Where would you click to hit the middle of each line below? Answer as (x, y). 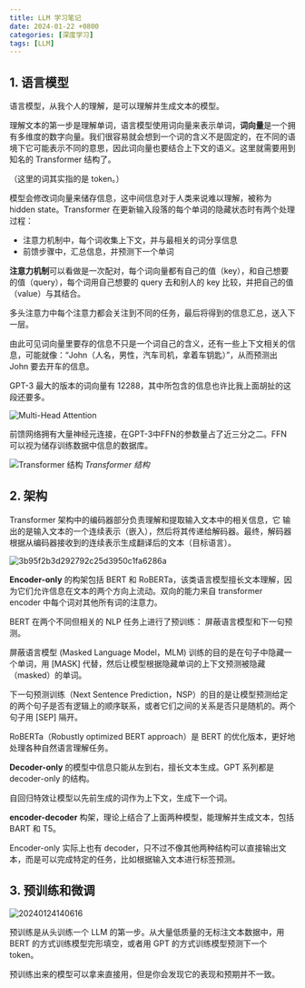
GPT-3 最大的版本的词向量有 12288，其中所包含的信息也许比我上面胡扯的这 (151, 386)
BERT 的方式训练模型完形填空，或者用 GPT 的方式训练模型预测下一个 (138, 943)
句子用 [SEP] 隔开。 (46, 717)
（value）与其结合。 (48, 294)
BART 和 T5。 (35, 828)
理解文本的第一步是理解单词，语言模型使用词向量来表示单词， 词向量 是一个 (148, 126)
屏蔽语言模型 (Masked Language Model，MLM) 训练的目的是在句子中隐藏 (147, 652)
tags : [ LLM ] (32, 43)
